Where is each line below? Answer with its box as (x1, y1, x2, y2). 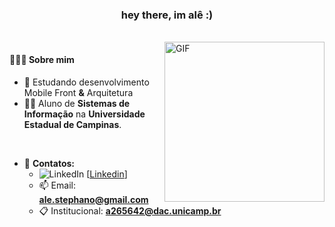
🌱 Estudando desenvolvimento (23, 76, 150, 88)
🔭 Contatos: (23, 157, 75, 169)
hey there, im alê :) (120, 8, 214, 22)
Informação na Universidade (23, 108, 146, 120)
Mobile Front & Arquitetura (23, 86, 134, 98)
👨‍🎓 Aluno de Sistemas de (23, 97, 131, 109)
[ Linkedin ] (86, 168, 128, 180)
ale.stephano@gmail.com (38, 193, 149, 205)
